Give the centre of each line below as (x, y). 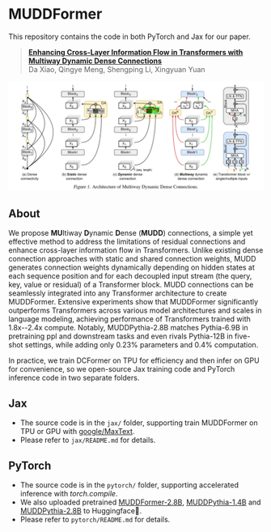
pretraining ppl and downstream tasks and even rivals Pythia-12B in (121, 336)
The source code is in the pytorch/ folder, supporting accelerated (129, 485)
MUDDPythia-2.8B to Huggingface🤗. (81, 510)
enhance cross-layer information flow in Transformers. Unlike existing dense (136, 250)
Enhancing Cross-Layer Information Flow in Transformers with (135, 52)
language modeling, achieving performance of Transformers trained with (129, 319)
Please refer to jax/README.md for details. (88, 440)
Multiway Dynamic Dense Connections (95, 61)
